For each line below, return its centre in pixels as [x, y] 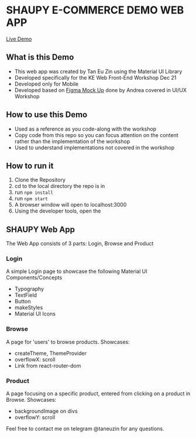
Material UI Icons [35, 314]
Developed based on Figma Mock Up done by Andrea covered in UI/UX [101, 90]
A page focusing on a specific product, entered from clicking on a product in [98, 393]
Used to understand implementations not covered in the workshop [94, 148]
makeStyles [29, 307]
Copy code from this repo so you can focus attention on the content [96, 135]
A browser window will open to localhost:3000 [71, 205]
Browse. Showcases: [31, 400]
